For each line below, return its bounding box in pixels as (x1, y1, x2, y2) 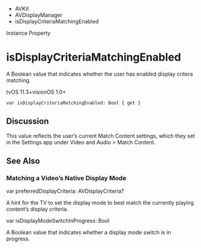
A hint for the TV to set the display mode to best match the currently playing (6, 199, 194, 207)
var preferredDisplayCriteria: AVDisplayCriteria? (6, 187, 124, 195)
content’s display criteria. (6, 205, 68, 213)
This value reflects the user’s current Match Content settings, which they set (6, 132, 195, 139)
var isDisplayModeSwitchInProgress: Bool (6, 217, 110, 225)
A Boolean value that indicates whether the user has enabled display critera (6, 70, 193, 77)
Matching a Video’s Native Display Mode (6, 174, 127, 183)
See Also (6, 156, 40, 166)
